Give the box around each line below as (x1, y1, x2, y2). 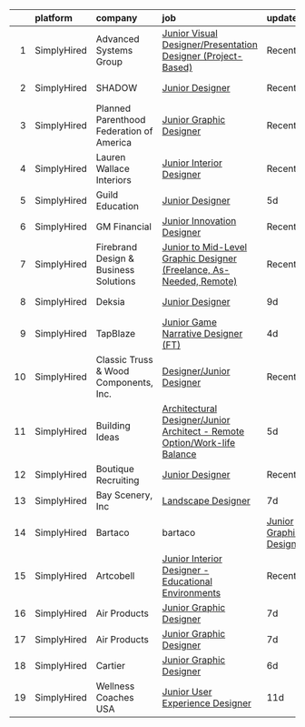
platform (34, 12, 73, 24)
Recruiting (95, 474, 140, 486)
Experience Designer (162, 697, 251, 709)
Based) (162, 61, 193, 74)
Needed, (162, 275, 200, 288)
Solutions (95, 275, 136, 288)
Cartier (95, 660, 125, 671)
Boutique (95, 463, 134, 475)
